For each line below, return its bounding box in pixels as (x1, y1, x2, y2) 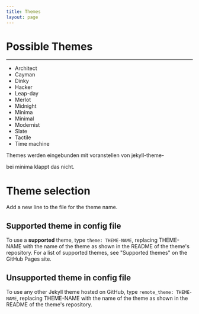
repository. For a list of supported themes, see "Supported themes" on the (6, 249, 188, 257)
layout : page (6, 14, 38, 20)
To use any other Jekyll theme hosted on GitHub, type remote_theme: (6, 289, 174, 295)
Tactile (14, 134, 31, 141)
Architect (14, 65, 37, 72)
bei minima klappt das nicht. (6, 164, 75, 171)
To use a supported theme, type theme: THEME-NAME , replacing (6, 236, 158, 243)
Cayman (14, 71, 36, 78)
